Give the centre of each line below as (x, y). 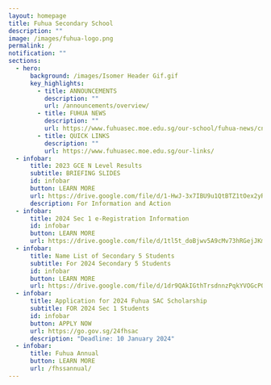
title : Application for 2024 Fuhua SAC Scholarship (118, 301)
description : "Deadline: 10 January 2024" (102, 339)
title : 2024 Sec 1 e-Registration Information (109, 219)
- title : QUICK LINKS (74, 136)
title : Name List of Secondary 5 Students (102, 256)
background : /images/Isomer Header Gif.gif (104, 76)
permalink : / (30, 46)
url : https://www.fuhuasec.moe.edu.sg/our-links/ (129, 151)
